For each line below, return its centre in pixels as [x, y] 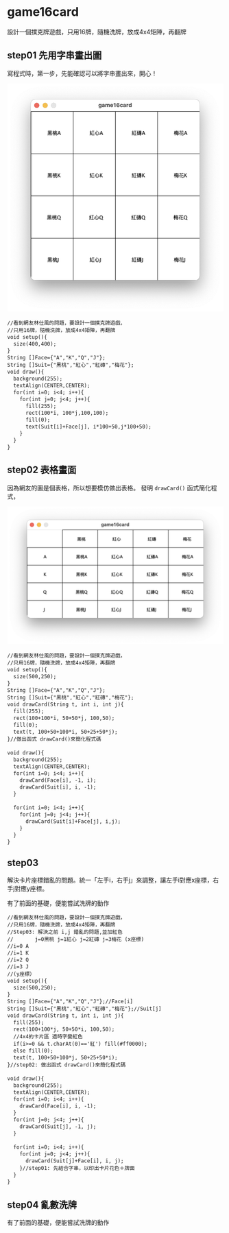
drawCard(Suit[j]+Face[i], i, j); [75, 1161]
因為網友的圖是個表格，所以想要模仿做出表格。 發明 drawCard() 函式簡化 [109, 488]
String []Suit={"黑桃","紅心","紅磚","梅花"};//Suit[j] [84, 1009]
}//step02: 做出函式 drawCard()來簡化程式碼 [67, 1065]
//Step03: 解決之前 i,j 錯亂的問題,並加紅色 [65, 932]
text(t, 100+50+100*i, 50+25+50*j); [65, 732]
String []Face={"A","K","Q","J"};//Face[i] [70, 1002]
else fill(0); [33, 1051]
